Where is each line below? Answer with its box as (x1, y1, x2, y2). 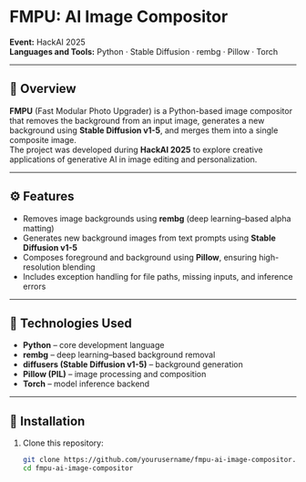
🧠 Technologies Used (9, 315, 132, 331)
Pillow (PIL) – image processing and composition (22, 369, 207, 380)
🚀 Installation (9, 413, 86, 429)
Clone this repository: (22, 437, 104, 448)
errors (22, 281, 46, 292)
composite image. (9, 134, 77, 145)
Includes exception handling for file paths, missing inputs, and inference (22, 271, 293, 282)
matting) (22, 222, 55, 233)
